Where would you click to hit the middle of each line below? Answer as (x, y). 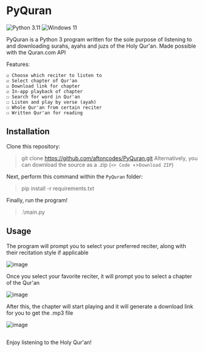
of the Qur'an (23, 282)
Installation (28, 132)
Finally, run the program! (37, 200)
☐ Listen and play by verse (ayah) (51, 102)
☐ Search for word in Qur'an (43, 97)
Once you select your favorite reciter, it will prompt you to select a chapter (99, 276)
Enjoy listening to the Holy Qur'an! (49, 342)
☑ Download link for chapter (43, 86)
